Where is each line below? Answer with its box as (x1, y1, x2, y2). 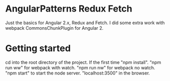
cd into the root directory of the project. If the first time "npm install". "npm (5, 59, 161, 65)
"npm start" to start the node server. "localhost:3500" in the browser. (5, 70, 150, 76)
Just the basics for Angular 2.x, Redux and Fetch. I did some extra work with (5, 20, 165, 26)
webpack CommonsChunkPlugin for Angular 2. (5, 25, 104, 31)
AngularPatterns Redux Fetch (5, 3, 133, 15)
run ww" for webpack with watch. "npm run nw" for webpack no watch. (5, 64, 155, 70)
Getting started (5, 43, 71, 54)
